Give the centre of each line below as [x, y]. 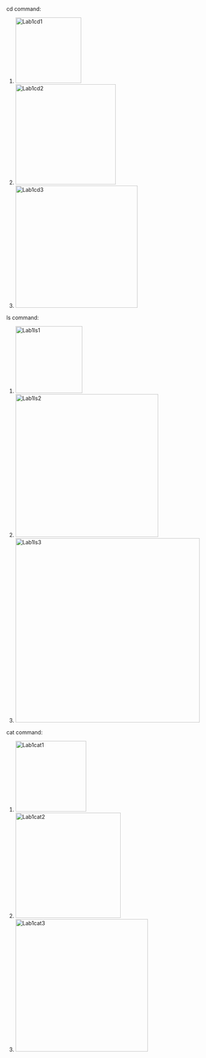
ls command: [23, 318]
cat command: [25, 732]
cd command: [24, 9]
